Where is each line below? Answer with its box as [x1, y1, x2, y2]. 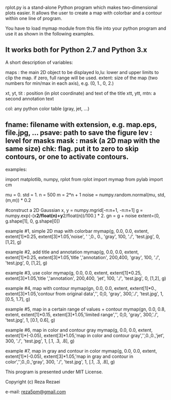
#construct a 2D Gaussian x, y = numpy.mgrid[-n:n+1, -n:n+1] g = [5, 207, 143, 213]
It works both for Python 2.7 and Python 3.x [5, 46, 147, 54]
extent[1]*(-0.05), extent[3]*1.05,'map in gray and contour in [5, 353, 134, 359]
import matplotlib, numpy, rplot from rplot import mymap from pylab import [5, 176, 163, 182]
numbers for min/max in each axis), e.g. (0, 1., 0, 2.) [5, 80, 114, 86]
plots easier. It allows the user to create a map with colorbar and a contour [5, 10, 162, 16]
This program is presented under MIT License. [5, 369, 103, 375]
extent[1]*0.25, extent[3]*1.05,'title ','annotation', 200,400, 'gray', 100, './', [5, 254, 160, 260]
